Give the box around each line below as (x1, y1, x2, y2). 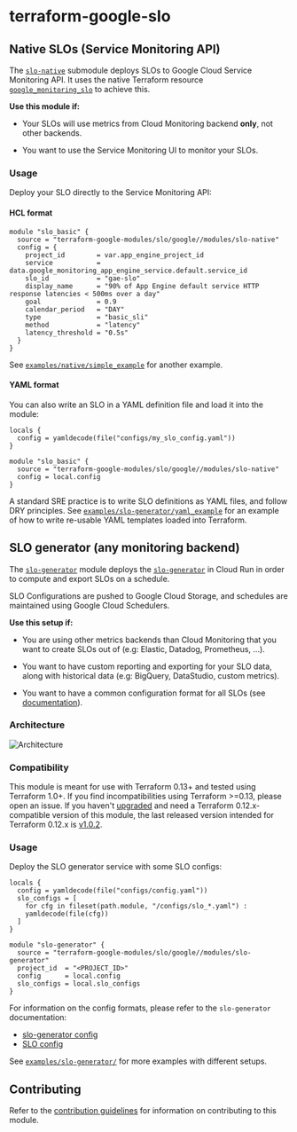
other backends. (21, 128, 82, 138)
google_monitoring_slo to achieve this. (9, 84, 151, 94)
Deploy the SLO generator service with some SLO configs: (9, 861, 223, 872)
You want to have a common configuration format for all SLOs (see (21, 688, 266, 698)
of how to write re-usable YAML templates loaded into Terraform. (9, 515, 247, 525)
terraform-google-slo (9, 6, 171, 27)
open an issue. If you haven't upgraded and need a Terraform (9, 800, 234, 811)
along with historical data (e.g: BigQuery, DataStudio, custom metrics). (21, 670, 280, 680)
